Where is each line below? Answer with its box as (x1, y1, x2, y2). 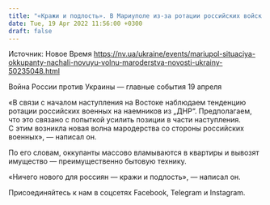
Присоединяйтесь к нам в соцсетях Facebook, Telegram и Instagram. (8, 188, 246, 198)
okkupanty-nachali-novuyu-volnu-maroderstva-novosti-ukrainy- (8, 58, 223, 67)
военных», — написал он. (8, 132, 97, 142)
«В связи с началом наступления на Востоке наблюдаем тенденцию (8, 98, 247, 108)
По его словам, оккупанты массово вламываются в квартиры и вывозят (8, 147, 260, 158)
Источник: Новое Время (8, 49, 92, 59)
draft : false (8, 27, 53, 35)
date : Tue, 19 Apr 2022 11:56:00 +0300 (8, 19, 143, 28)
